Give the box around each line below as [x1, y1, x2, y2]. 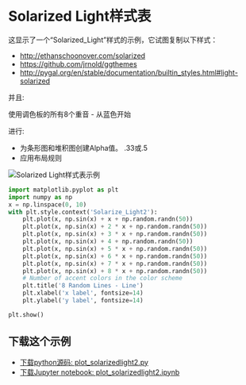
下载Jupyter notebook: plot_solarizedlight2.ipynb [19, 367, 180, 377]
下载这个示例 [8, 335, 71, 348]
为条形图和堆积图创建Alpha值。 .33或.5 [19, 143, 148, 152]
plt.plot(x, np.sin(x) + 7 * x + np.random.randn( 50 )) [22, 260, 208, 268]
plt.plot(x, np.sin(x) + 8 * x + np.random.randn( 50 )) [22, 267, 208, 275]
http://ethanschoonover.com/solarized [19, 51, 145, 60]
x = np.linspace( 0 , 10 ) [8, 200, 87, 209]
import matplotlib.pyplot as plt [8, 186, 119, 194]
